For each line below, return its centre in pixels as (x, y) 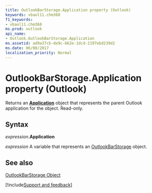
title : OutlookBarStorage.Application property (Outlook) (68, 10)
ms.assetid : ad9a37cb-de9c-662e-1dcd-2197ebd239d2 (60, 43)
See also (19, 163)
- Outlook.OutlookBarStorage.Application (50, 39)
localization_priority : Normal (39, 53)
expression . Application (30, 137)
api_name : (16, 34)
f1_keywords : (19, 19)
